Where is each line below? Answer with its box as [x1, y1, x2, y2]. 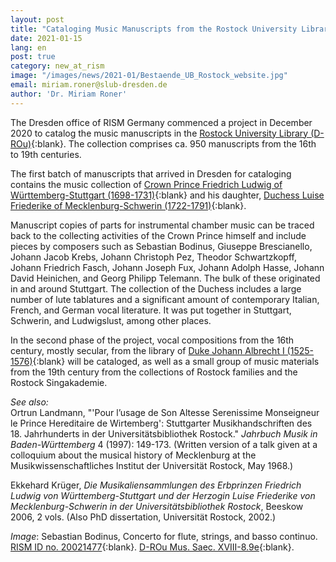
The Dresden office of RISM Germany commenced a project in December [10, 116, 313, 128]
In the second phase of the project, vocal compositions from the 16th [10, 334, 295, 346]
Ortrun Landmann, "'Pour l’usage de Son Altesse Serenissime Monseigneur [10, 406, 320, 418]
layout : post [10, 14, 65, 25]
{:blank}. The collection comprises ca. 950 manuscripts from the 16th [31, 137, 317, 150]
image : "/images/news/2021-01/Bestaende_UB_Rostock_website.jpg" [10, 71, 288, 81]
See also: [10, 396, 49, 408]
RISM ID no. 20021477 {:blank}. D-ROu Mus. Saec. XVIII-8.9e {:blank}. [10, 541, 295, 553]
